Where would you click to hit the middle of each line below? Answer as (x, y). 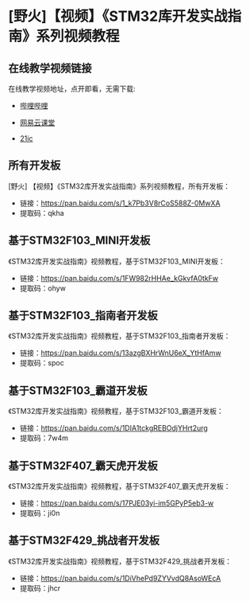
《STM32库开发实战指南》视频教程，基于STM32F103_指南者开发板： (119, 336)
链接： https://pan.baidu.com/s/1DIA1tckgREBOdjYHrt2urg (113, 428)
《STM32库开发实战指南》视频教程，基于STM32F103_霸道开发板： (116, 412)
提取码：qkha (42, 213)
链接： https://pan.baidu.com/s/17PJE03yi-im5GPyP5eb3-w (117, 503)
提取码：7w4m (44, 438)
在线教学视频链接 (50, 68)
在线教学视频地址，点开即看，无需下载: (72, 89)
